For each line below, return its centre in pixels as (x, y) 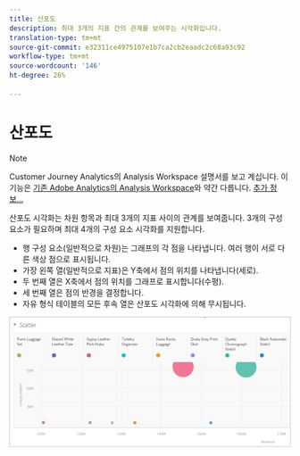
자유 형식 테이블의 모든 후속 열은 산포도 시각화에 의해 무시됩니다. (134, 303)
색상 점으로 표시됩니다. (71, 259)
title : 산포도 (33, 19)
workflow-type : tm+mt (50, 57)
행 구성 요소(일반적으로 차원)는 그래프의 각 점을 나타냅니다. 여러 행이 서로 (149, 248)
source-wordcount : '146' (55, 66)
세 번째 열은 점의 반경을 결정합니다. (83, 292)
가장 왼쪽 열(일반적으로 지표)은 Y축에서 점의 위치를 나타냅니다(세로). (140, 270)
